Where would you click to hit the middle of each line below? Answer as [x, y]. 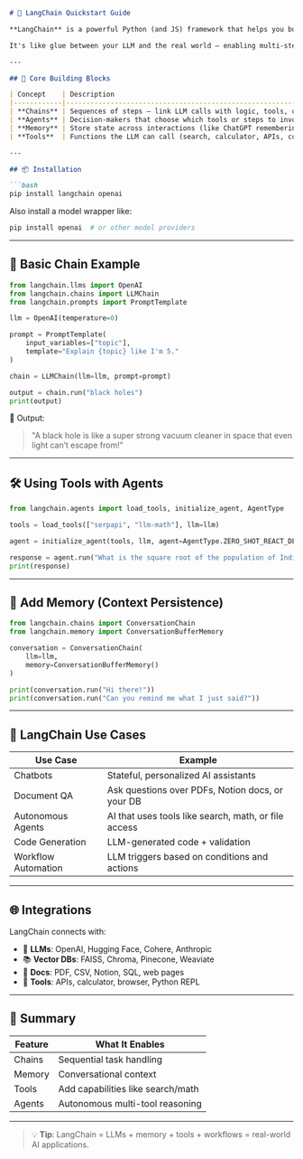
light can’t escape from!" [77, 445]
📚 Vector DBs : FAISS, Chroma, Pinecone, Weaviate [118, 959]
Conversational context [107, 1074]
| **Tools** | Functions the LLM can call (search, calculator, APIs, [147, 137]
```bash [24, 185]
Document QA [44, 796]
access [122, 827]
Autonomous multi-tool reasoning [130, 1103]
